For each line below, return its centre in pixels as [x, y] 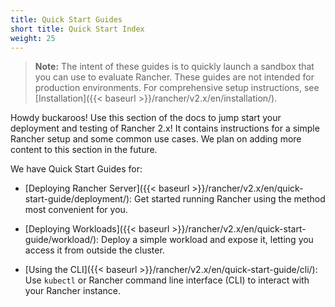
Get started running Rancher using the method [230, 199]
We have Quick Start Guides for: [76, 169]
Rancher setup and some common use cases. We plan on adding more [156, 139]
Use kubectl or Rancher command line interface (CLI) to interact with [167, 280]
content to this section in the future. [84, 150]
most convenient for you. [76, 210]
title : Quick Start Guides [66, 19]
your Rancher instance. [73, 291]
